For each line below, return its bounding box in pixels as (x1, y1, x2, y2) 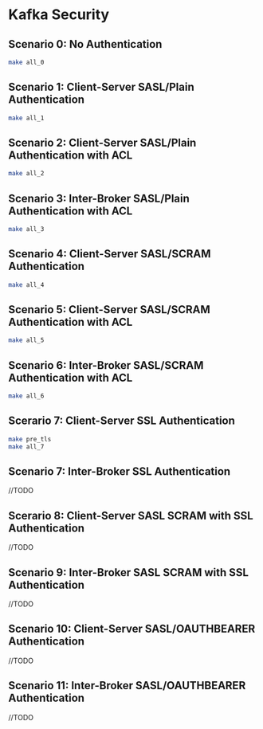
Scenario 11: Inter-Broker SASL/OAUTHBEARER (8, 679, 246, 692)
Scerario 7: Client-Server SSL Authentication (8, 414, 235, 428)
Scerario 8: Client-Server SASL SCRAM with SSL (8, 508, 253, 523)
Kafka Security (8, 6, 110, 24)
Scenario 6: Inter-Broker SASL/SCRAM (8, 359, 204, 372)
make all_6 (8, 392, 45, 400)
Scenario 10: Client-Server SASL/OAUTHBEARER (8, 622, 256, 636)
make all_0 (8, 58, 45, 66)
